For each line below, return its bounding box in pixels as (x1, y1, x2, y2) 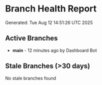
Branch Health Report (5, 3, 97, 14)
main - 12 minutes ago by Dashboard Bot (12, 47, 97, 53)
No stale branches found (5, 75, 56, 81)
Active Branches (5, 34, 58, 42)
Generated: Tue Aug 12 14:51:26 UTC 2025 (5, 19, 93, 25)
